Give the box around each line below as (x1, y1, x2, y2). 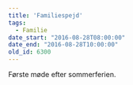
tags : (8, 19, 26, 27)
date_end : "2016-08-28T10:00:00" (8, 41, 119, 49)
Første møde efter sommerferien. (8, 70, 116, 79)
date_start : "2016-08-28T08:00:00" (8, 33, 126, 42)
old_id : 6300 (8, 48, 51, 56)
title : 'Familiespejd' (8, 11, 83, 20)
